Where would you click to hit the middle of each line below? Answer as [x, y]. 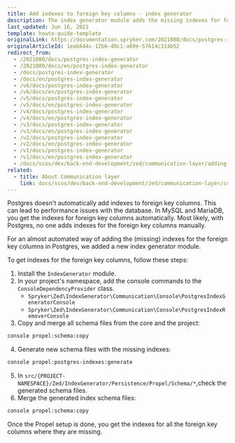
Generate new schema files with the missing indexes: [94, 349]
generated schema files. [52, 390]
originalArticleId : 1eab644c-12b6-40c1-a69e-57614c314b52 [93, 46]
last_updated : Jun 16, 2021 [48, 27]
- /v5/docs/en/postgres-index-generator [73, 105]
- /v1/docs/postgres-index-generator [69, 151]
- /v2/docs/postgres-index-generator [69, 137]
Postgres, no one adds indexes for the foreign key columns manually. [107, 226]
